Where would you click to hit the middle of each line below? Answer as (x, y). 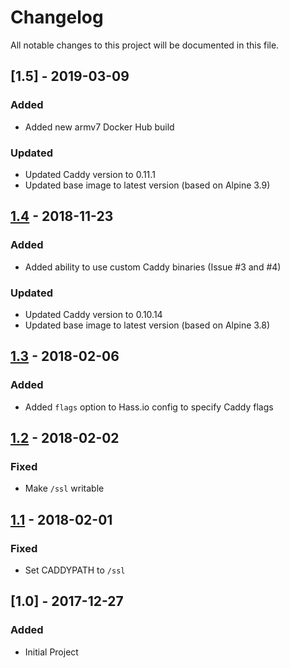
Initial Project (51, 652)
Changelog (57, 17)
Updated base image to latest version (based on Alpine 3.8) (147, 325)
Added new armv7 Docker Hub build (99, 127)
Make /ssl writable (64, 488)
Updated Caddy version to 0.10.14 (93, 314)
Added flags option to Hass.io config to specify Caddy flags (149, 407)
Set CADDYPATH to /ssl (75, 570)
